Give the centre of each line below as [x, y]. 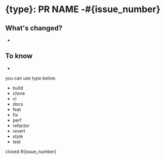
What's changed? [34, 28]
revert [19, 131]
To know [19, 56]
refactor [21, 126]
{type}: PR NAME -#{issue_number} [83, 9]
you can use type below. [31, 78]
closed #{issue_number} [31, 151]
